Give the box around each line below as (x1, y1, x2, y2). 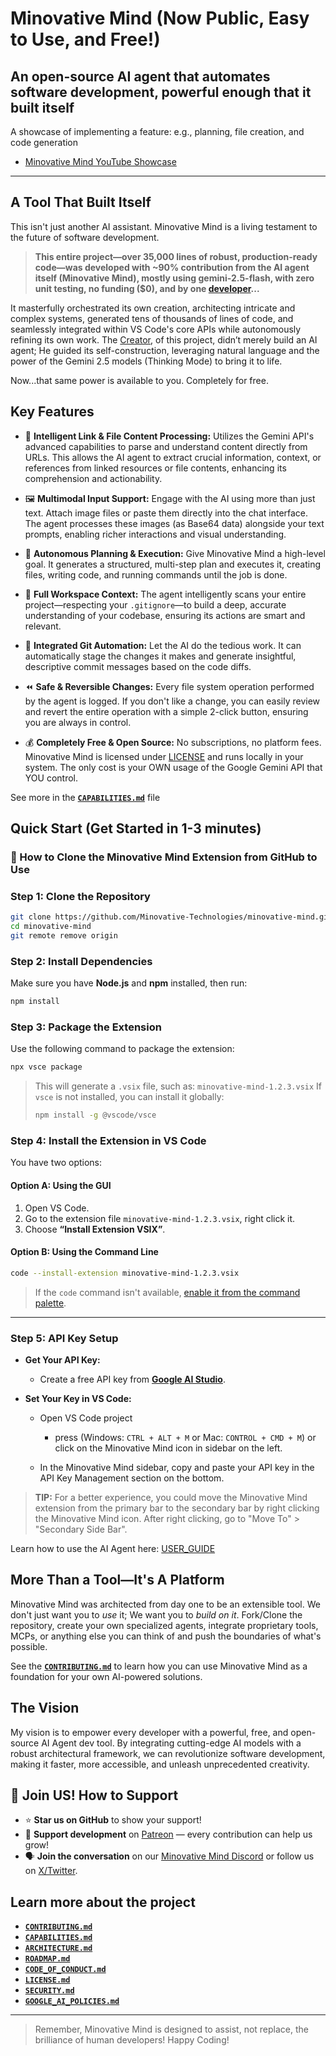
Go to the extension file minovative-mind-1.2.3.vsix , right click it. (24, 1212, 296, 1224)
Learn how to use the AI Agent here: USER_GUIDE (10, 1542, 216, 1554)
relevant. (24, 620, 62, 632)
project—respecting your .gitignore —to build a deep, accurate (24, 598, 287, 611)
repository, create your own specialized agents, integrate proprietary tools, (10, 1619, 319, 1631)
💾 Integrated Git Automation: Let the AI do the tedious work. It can (24, 639, 302, 651)
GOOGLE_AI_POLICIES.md (24, 1997, 120, 2007)
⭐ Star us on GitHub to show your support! (24, 1814, 202, 1826)
